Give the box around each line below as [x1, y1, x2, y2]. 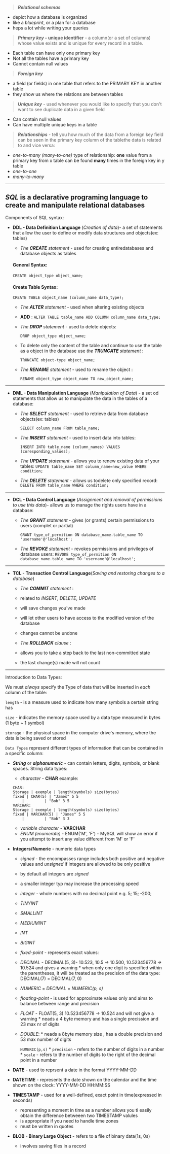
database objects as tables [20, 250, 77, 256]
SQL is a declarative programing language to [5, 193, 148, 202]
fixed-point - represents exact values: [20, 949, 99, 956]
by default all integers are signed [20, 871, 89, 877]
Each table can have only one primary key [12, 50, 100, 56]
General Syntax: [12, 262, 48, 268]
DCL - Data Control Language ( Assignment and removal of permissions [12, 497, 163, 503]
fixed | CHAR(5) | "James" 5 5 [12, 794, 79, 799]
